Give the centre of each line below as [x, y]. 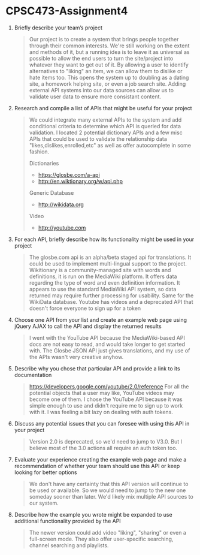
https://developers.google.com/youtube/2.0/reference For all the [109, 386]
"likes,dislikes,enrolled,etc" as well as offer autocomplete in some [110, 145]
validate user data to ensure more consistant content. [95, 96]
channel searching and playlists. [69, 545]
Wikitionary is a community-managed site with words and [100, 270]
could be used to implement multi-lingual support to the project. [108, 263]
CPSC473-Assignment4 [67, 11]
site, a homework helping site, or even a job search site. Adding [107, 84]
